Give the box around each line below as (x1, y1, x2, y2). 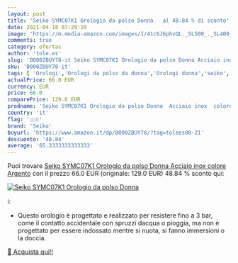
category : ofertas (7, 43, 62, 50)
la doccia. (17, 234, 47, 242)
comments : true (7, 37, 52, 44)
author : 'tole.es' (7, 50, 62, 57)
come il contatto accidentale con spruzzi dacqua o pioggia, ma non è (17, 219, 220, 228)
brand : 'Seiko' (7, 122, 52, 130)
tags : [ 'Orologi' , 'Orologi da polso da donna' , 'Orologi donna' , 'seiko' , (7, 69, 230, 77)
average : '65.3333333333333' (7, 142, 93, 150)
